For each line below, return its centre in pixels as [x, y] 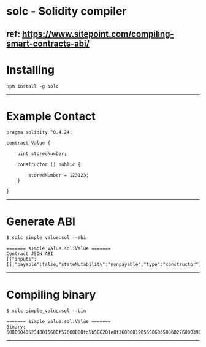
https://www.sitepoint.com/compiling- [98, 34]
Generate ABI [41, 221]
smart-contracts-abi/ [48, 43]
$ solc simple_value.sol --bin [46, 311]
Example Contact [51, 116]
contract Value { [29, 143]
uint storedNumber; [42, 154]
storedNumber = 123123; [59, 175]
